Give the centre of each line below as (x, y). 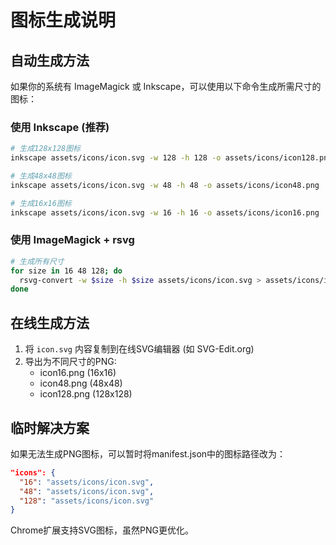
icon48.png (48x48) (81, 383)
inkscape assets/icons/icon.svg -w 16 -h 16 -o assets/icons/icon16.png (165, 212)
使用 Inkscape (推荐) (60, 127)
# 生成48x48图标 (41, 176)
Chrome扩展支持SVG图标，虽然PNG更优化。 (102, 530)
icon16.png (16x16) (78, 373)
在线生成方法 (50, 322)
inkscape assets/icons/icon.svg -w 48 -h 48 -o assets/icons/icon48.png (165, 185)
